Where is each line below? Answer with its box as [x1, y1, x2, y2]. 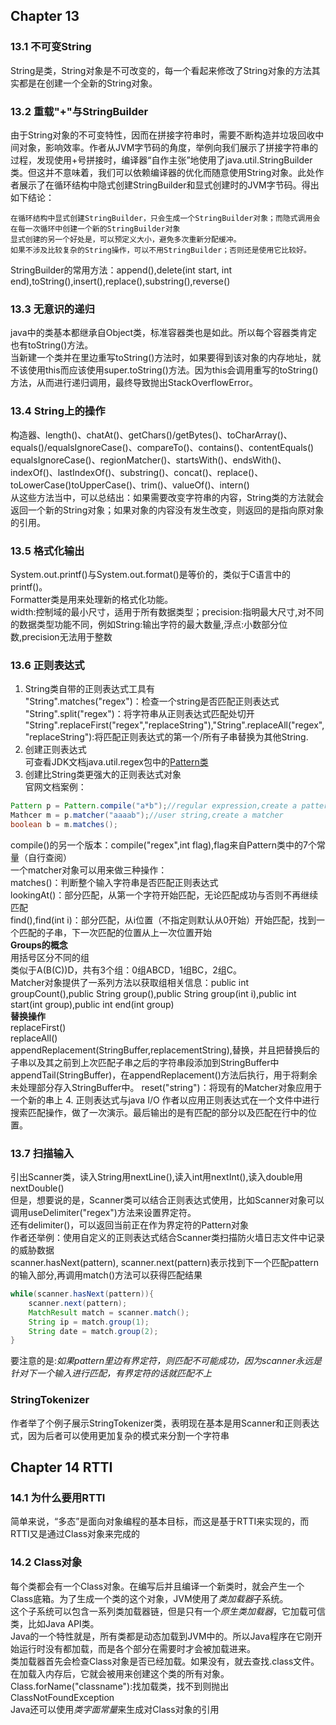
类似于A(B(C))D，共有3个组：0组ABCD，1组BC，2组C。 [10, 964, 243, 976]
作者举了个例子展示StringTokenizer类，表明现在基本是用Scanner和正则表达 [10, 1417, 320, 1429]
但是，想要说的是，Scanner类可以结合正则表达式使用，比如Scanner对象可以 [10, 1194, 325, 1206]
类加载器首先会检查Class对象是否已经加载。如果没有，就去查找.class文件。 [10, 1655, 320, 1667]
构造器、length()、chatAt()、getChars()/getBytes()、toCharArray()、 [10, 429, 293, 441]
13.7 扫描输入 [10, 1146, 75, 1160]
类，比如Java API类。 [10, 1617, 100, 1629]
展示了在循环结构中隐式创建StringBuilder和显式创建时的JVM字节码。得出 [18, 179, 320, 191]
